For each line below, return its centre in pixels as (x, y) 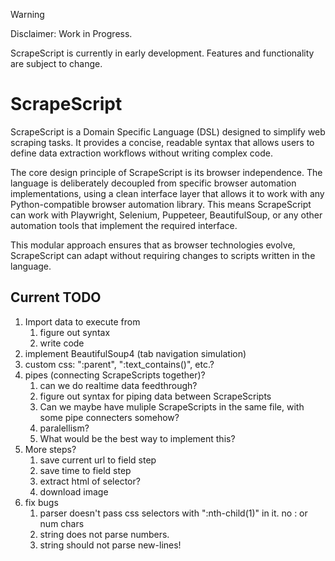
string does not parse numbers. (104, 534)
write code (62, 343)
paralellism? (64, 428)
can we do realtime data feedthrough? (118, 385)
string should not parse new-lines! (110, 545)
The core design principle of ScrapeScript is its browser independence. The (166, 172)
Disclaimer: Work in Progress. (71, 33)
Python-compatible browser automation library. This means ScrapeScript (161, 204)
